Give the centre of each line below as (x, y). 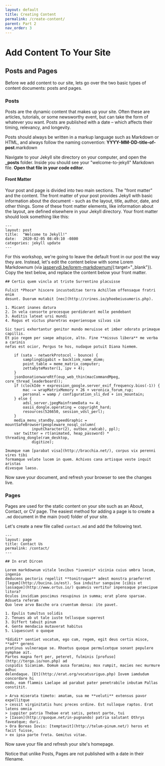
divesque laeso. (22, 468)
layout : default (22, 10)
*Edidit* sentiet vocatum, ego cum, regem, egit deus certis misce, (77, 639)
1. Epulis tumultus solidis (34, 613)
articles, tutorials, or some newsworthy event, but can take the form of (77, 117)
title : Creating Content (31, 14)
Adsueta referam (22, 600)
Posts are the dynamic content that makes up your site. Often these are (78, 112)
